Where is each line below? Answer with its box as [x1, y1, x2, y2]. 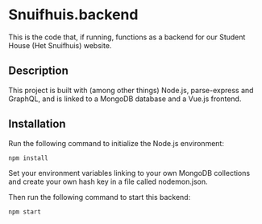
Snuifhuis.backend [8, 6, 139, 24]
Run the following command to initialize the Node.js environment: [8, 138, 224, 148]
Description [8, 64, 69, 78]
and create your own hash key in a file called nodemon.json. [8, 177, 208, 186]
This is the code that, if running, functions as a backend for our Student [8, 32, 246, 42]
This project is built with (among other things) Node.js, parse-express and [8, 85, 254, 95]
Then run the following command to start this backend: [8, 192, 191, 202]
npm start [8, 207, 42, 216]
